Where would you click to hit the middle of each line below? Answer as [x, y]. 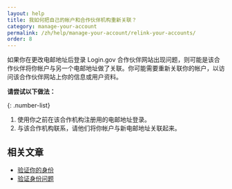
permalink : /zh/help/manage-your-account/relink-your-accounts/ [101, 33]
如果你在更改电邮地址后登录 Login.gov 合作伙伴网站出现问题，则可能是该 [111, 60]
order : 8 [20, 39]
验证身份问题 [35, 178]
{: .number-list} [29, 106]
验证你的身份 [35, 170]
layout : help [26, 13]
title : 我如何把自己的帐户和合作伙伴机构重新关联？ [72, 20]
